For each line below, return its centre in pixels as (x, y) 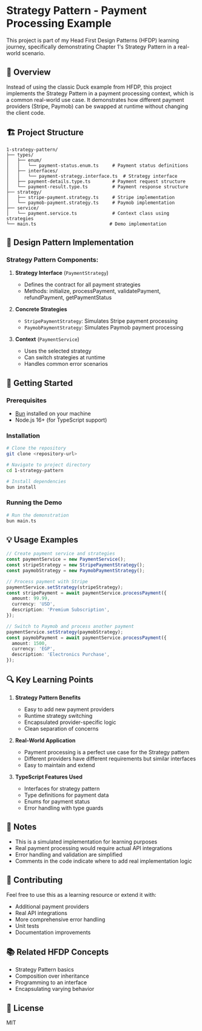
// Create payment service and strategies (61, 554)
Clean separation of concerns (61, 728)
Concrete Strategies (41, 309)
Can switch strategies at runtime (65, 357)
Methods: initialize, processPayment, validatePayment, (92, 291)
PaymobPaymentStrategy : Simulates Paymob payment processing (104, 328)
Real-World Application (45, 740)
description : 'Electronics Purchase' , (61, 655)
